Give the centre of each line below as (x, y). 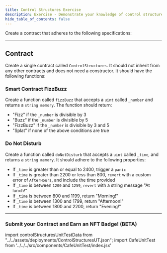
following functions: (25, 76)
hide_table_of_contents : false (38, 19)
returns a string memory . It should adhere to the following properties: (75, 159)
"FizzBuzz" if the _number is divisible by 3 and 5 (61, 126)
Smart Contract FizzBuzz (36, 89)
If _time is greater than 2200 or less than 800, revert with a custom (82, 174)
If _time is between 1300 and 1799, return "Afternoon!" (68, 201)
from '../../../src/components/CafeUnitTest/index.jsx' (58, 246)
